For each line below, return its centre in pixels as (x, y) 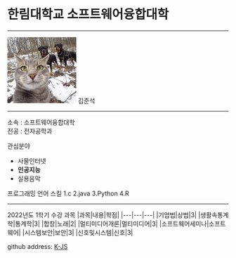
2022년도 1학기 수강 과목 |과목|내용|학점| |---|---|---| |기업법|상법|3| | (104, 214)
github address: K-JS (38, 246)
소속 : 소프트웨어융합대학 (41, 122)
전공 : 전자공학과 (30, 131)
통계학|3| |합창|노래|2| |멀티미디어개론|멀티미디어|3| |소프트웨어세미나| (112, 224)
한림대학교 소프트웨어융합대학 (88, 14)
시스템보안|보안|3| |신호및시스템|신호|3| (79, 232)
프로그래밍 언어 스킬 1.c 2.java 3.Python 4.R (68, 193)
